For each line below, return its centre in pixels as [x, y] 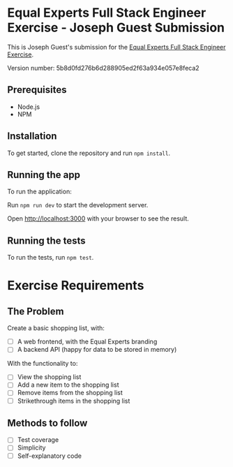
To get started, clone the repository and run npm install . [89, 153]
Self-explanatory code [50, 456]
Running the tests [46, 240]
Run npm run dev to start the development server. [78, 205]
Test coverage [38, 440]
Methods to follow [47, 423]
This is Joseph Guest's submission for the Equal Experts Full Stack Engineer [116, 47]
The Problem [36, 311]
